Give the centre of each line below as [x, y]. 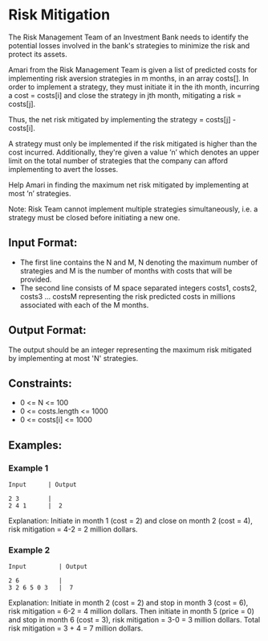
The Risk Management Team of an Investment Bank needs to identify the [128, 37]
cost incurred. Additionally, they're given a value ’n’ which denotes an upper [134, 152]
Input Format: [43, 243]
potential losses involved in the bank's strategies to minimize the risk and [129, 45]
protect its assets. [38, 54]
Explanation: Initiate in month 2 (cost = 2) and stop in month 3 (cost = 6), [128, 603]
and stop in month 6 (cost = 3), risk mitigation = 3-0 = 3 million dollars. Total [134, 620]
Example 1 [28, 468]
